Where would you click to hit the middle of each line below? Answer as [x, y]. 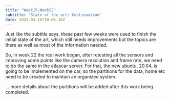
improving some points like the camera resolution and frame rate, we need [84, 61]
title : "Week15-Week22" [31, 10]
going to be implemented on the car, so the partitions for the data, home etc [85, 71]
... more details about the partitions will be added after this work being [79, 87]
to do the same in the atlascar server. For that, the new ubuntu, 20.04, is [81, 66]
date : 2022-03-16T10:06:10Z [35, 19]
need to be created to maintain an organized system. [61, 77]
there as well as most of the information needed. [56, 45]
